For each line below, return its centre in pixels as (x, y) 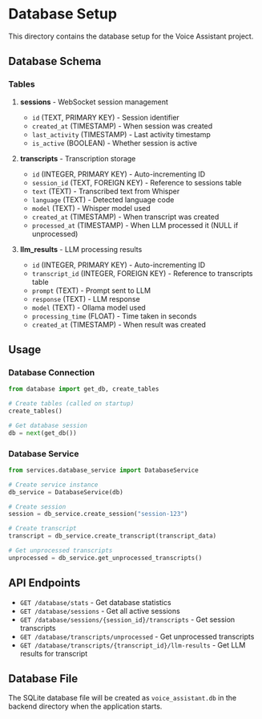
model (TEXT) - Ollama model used (89, 307)
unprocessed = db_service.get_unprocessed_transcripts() (105, 558)
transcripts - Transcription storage (78, 158)
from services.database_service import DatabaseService (103, 470)
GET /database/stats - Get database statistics (95, 602)
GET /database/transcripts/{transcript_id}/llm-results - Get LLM (133, 645)
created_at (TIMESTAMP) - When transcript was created (125, 217)
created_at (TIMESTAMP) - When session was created (122, 126)
